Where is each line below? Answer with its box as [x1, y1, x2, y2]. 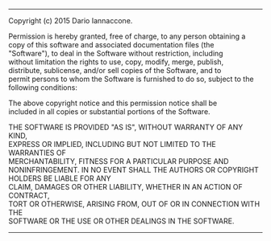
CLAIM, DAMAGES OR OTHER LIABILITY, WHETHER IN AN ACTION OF [8, 182, 244, 191]
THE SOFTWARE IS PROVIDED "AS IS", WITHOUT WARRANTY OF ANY [8, 122, 244, 132]
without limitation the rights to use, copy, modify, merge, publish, [8, 57, 224, 67]
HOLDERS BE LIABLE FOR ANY [8, 174, 111, 183]
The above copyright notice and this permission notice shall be [8, 98, 218, 108]
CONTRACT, [8, 190, 50, 200]
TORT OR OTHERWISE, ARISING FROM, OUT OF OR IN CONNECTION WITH [8, 199, 261, 209]
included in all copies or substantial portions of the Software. [8, 107, 211, 116]
